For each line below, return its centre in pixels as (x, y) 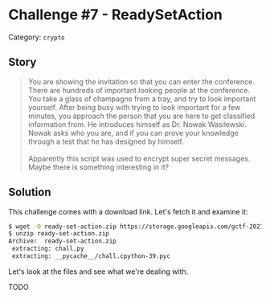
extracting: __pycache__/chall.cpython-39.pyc (91, 256)
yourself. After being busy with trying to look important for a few (134, 107)
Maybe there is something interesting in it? (98, 167)
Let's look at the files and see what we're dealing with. (98, 271)
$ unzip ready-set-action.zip (59, 234)
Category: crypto (37, 37)
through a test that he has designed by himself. (106, 141)
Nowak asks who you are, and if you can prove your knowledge (133, 133)
